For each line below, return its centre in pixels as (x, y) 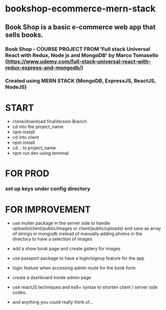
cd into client (26, 137)
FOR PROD (27, 173)
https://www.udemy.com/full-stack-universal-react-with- (79, 61)
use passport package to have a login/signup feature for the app (78, 258)
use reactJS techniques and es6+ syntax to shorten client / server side (85, 287)
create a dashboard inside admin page (52, 278)
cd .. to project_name (34, 148)
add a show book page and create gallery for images (66, 249)
